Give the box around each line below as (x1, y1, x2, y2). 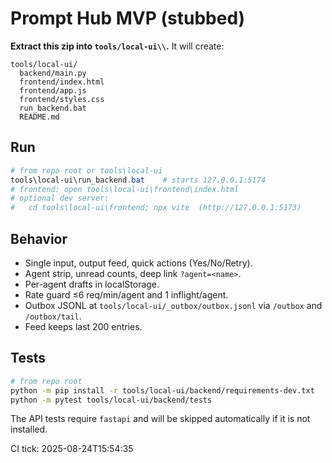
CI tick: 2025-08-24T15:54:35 (10, 443, 134, 455)
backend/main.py (19, 68, 87, 78)
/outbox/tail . (24, 310, 82, 322)
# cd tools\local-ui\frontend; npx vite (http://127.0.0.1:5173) (10, 203, 302, 213)
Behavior (10, 230, 68, 247)
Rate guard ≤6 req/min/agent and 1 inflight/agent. (24, 288, 229, 301)
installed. (10, 423, 48, 436)
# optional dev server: (10, 193, 110, 204)
